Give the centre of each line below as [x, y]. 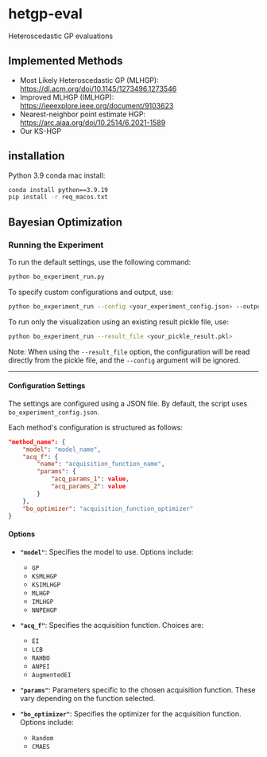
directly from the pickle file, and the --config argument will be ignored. [124, 360]
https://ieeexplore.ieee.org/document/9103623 [97, 105]
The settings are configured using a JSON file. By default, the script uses [128, 403]
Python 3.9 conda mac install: [57, 175]
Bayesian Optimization [66, 222]
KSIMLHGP [46, 585]
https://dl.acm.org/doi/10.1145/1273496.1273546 [98, 88]
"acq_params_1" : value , [90, 479]
